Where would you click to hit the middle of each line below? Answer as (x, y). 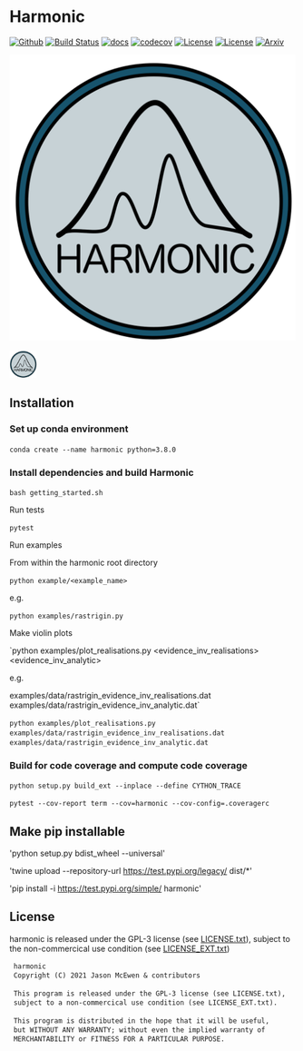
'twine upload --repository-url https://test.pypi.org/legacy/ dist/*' (131, 871)
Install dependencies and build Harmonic (102, 472)
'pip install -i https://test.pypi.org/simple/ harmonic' (106, 888)
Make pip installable (67, 832)
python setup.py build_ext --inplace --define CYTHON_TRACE (126, 786)
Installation (42, 403)
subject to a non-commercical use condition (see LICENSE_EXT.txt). (146, 1002)
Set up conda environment (69, 429)
